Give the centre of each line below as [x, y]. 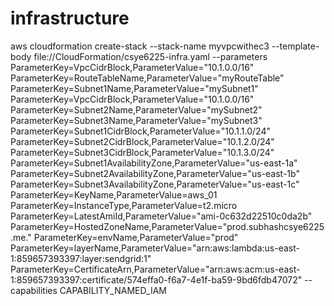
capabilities [34, 290]
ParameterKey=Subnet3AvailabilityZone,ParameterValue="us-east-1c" [155, 184]
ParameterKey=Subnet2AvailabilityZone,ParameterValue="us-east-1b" [155, 173]
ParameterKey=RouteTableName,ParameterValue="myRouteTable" [147, 78]
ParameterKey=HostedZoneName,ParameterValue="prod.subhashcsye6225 [167, 226]
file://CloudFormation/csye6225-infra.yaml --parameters [150, 56]
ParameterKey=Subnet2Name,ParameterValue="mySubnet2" [136, 109]
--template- [295, 46]
